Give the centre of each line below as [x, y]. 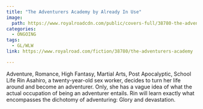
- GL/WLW [23, 46]
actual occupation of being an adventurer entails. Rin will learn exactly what [100, 93]
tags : [13, 40]
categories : [21, 29]
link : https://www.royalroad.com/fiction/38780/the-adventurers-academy [100, 51]
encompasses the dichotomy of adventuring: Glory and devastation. [91, 99]
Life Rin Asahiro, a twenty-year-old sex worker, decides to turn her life [94, 80]
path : [19, 23]
